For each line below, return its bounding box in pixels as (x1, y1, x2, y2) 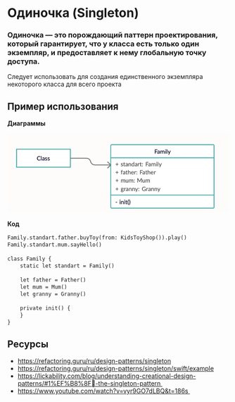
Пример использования (7, 100, 119, 112)
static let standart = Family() (20, 262, 115, 269)
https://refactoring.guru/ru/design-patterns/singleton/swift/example (17, 365, 215, 373)
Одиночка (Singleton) (7, 5, 139, 21)
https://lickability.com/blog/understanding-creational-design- (17, 372, 196, 380)
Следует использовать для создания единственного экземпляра (7, 73, 203, 81)
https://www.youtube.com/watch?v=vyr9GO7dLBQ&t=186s (17, 386, 189, 396)
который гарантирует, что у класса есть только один (7, 39, 199, 49)
